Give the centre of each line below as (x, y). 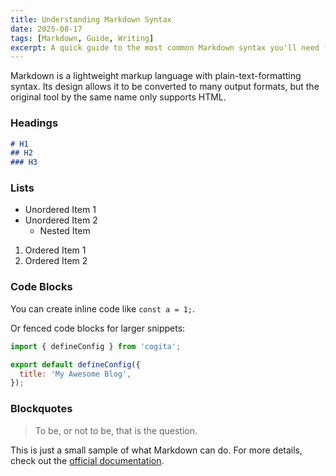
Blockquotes (41, 409)
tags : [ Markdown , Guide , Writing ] (82, 38)
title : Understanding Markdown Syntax (91, 19)
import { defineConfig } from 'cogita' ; (96, 346)
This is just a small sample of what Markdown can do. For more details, (156, 450)
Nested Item (65, 231)
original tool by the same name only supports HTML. (118, 97)
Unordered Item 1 (60, 210)
